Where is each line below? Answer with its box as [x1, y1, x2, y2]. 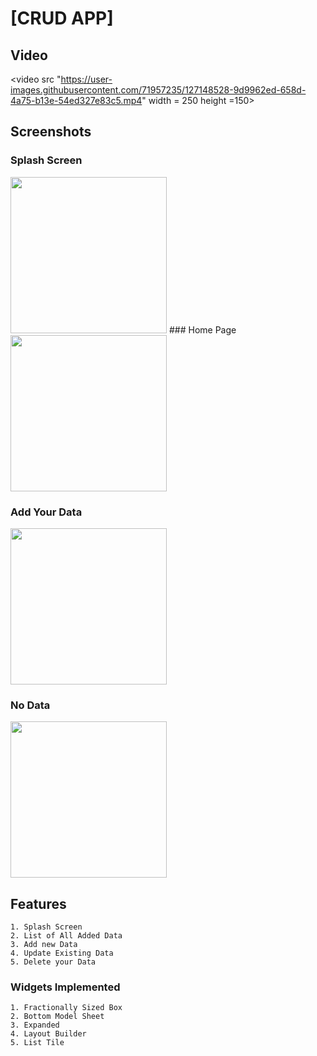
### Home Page [168, 323, 237, 336]
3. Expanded [10, 1020, 60, 1031]
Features [10, 895, 67, 912]
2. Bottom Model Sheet [10, 1012, 105, 1022]
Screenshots [10, 123, 92, 141]
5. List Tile [10, 1038, 65, 1048]
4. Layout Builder [10, 1029, 87, 1039]
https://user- [60, 73, 113, 85]
